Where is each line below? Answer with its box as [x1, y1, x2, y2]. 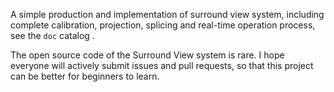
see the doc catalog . [10, 30, 95, 41]
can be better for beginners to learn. [10, 70, 160, 82]
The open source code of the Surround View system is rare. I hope [10, 49, 285, 61]
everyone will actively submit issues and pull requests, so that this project [10, 60, 314, 71]
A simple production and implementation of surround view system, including [10, 9, 325, 20]
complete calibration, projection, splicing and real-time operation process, [10, 19, 316, 31]
